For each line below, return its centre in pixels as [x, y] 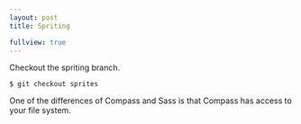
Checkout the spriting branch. [64, 67]
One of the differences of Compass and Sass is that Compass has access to [151, 101]
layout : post [34, 18]
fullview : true [38, 42]
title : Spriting [40, 26]
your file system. [41, 111]
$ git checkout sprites [54, 84]
